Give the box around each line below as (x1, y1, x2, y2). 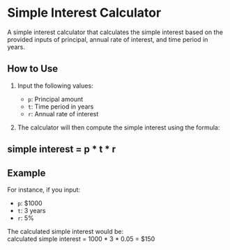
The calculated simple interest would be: (7, 227, 124, 235)
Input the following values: (17, 81, 93, 90)
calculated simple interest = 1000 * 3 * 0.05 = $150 (7, 235, 155, 243)
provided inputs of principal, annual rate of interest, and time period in (7, 35, 208, 43)
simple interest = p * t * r (7, 143, 116, 155)
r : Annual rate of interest (27, 109, 99, 118)
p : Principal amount (27, 95, 84, 103)
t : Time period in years (27, 102, 94, 111)
